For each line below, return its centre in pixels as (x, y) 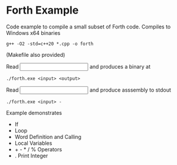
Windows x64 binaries (33, 33)
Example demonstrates (34, 112)
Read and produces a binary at (78, 66)
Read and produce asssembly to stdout (88, 90)
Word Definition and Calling (48, 137)
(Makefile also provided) (36, 54)
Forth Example (42, 10)
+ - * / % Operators (38, 149)
